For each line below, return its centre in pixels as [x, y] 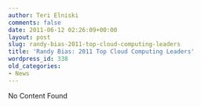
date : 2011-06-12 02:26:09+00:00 [63, 30]
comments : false [35, 23]
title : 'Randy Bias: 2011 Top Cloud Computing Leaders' [101, 52]
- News [19, 73]
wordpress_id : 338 [38, 59]
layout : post [29, 37]
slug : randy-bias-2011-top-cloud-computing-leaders [94, 45]
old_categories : [35, 66]
